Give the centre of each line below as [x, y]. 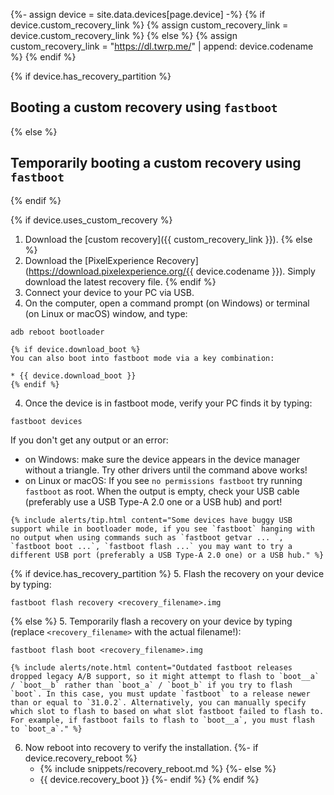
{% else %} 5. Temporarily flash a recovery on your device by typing [151, 621]
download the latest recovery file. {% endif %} [120, 281]
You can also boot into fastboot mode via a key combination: [142, 358]
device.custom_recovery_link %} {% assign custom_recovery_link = [149, 25]
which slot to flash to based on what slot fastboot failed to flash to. [167, 711]
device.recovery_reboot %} [81, 758]
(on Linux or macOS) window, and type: [106, 313]
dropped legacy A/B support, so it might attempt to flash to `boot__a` [165, 676]
